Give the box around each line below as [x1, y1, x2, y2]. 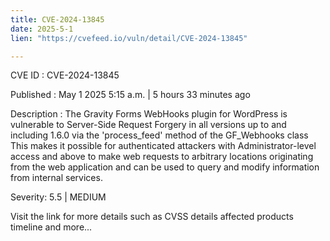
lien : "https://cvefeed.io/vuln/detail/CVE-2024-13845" [10, 33, 248, 43]
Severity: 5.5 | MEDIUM [10, 191, 107, 203]
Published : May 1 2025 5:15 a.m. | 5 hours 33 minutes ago [10, 89, 251, 101]
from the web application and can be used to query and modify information [10, 161, 320, 173]
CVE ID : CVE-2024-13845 [10, 69, 120, 81]
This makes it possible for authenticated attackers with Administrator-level [10, 140, 317, 152]
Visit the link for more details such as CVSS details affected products [10, 211, 294, 223]
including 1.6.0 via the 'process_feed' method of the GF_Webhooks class [10, 129, 309, 141]
